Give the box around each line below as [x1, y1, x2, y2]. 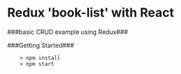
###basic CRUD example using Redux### [7, 28, 129, 36]
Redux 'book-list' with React [7, 5, 174, 21]
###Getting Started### [7, 41, 74, 49]
